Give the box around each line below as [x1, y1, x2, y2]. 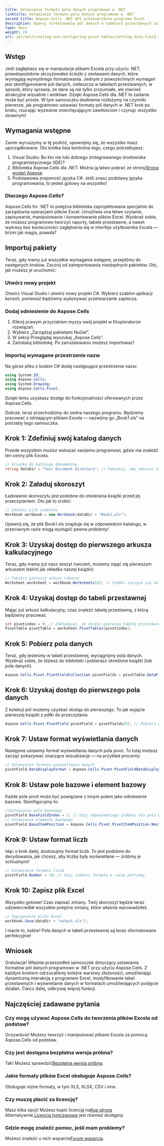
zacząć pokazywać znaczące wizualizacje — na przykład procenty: [5, 753, 141, 759]
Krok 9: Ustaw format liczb [5, 835, 88, 844]
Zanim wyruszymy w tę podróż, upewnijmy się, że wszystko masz [5, 139, 138, 145]
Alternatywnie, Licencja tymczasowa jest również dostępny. [5, 1112, 124, 1118]
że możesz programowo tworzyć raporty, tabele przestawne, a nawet [5, 219, 145, 225]
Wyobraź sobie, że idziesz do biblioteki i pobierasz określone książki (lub [5, 658, 152, 664]
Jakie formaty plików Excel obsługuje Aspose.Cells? [5, 1073, 132, 1079]
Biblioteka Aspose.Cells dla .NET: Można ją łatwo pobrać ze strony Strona [12, 164, 159, 170]
